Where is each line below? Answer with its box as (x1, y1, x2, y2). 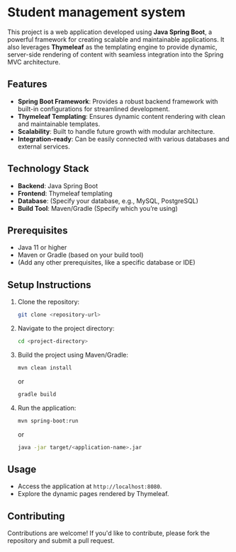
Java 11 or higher (17, 243, 67, 252)
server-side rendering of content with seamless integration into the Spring (7, 50, 224, 59)
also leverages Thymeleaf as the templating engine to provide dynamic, (7, 42, 218, 51)
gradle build (17, 391, 57, 398)
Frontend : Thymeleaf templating (17, 189, 113, 197)
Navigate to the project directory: (17, 324, 115, 333)
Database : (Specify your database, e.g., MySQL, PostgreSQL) (17, 196, 198, 205)
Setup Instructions (7, 279, 91, 291)
